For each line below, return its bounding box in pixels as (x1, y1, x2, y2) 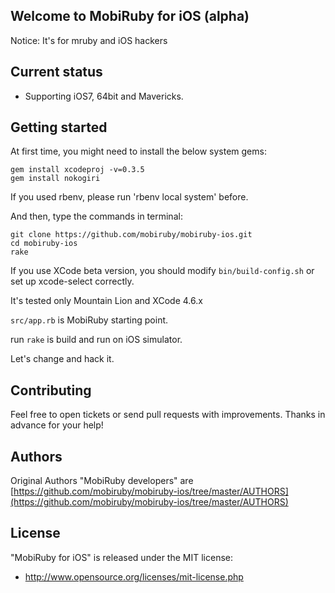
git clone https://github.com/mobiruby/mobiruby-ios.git (10, 230, 253, 240)
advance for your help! (10, 419, 104, 431)
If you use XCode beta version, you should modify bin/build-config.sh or (10, 265, 315, 277)
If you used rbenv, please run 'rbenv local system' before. (10, 191, 249, 203)
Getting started (10, 119, 108, 136)
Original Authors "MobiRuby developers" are (10, 475, 194, 487)
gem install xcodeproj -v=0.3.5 (10, 165, 145, 175)
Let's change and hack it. (10, 353, 115, 365)
